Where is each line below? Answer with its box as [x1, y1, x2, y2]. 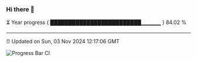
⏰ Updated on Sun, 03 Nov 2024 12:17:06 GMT [6, 38, 120, 45]
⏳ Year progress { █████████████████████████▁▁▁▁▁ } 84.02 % [6, 19, 186, 26]
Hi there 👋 [6, 5, 35, 13]
